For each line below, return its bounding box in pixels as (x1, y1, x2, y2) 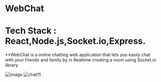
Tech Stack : (5, 25, 57, 37)
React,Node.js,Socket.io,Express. (5, 36, 146, 47)
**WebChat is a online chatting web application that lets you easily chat (5, 52, 151, 58)
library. (5, 62, 20, 68)
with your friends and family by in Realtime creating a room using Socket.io (5, 57, 157, 63)
